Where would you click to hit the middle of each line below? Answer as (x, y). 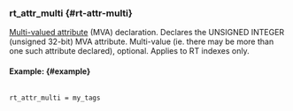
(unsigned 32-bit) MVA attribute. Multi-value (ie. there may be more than (142, 41)
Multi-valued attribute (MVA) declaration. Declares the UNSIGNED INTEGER (147, 33)
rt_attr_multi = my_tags (55, 98)
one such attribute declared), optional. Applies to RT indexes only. (129, 51)
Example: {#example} (50, 71)
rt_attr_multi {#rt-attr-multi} (71, 13)
